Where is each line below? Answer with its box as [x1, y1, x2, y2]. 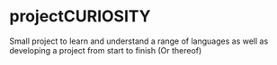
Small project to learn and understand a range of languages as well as [9, 36, 269, 46]
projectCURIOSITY [9, 6, 151, 27]
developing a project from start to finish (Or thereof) [9, 45, 202, 55]
